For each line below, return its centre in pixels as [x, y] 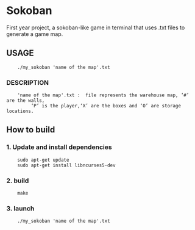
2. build [18, 181]
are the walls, [26, 101]
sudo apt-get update [43, 160]
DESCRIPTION [28, 82]
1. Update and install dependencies [59, 147]
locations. [20, 111]
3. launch [20, 208]
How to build [31, 130]
